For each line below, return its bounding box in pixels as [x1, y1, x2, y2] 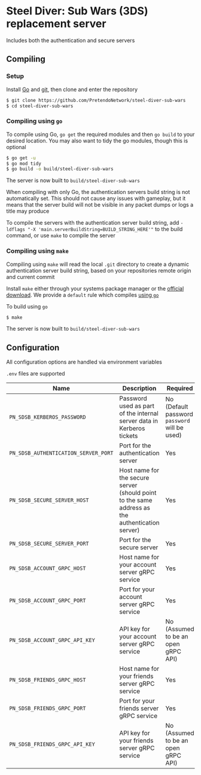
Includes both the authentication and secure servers [6, 37, 135, 44]
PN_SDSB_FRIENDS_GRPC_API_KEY [9, 741, 96, 748]
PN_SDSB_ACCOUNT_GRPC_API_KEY [9, 637, 96, 644]
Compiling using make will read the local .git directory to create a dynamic [6, 261, 190, 268]
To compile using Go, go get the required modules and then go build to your [6, 131, 195, 138]
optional [6, 143, 26, 150]
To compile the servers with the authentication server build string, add [6, 219, 179, 226]
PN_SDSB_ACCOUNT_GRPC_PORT [9, 597, 86, 604]
